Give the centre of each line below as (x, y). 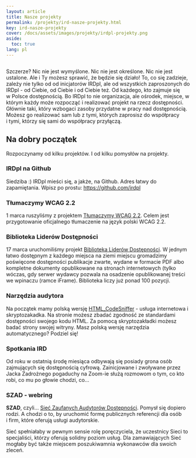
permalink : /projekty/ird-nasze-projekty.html (64, 22)
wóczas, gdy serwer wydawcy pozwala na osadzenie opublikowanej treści (96, 274)
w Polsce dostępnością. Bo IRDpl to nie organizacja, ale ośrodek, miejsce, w (98, 96)
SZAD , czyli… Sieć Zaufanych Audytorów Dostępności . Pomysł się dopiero (96, 408)
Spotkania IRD (27, 349)
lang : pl (17, 50)
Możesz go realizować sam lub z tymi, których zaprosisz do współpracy (93, 115)
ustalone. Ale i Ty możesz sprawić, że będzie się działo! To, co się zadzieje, (97, 77)
